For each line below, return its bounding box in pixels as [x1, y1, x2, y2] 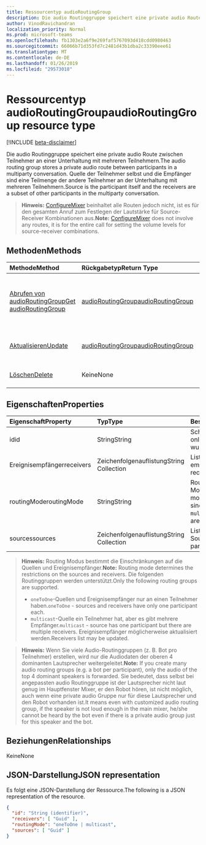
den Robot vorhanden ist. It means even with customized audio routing [21, 698, 199, 706]
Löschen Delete [9, 370, 53, 379]
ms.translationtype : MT [6, 49, 67, 55]
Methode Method [9, 264, 59, 272]
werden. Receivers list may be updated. [30, 634, 129, 641]
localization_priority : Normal [6, 26, 86, 32]
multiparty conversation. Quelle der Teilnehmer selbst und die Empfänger [6, 170, 192, 178]
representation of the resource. [6, 792, 85, 800]
